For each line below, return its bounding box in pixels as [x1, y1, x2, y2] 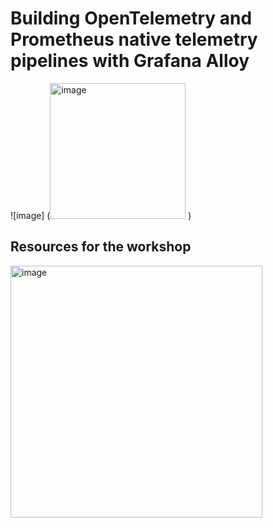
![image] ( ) [10, 209, 192, 221]
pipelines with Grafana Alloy [10, 50, 250, 72]
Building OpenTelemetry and [10, 7, 253, 30]
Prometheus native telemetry [10, 28, 258, 51]
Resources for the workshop [10, 238, 192, 256]
